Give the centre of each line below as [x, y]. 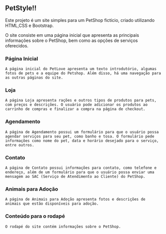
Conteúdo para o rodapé [35, 216]
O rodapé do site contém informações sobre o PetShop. [63, 227]
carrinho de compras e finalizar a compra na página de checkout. [75, 109]
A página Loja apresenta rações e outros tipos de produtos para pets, [81, 101]
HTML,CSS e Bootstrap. [29, 25]
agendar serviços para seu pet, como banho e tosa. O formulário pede [80, 136]
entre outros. [20, 145]
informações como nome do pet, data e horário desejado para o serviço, [82, 141]
